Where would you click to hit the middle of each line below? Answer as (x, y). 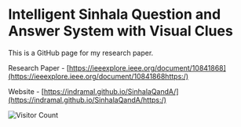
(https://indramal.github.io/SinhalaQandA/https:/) (88, 100)
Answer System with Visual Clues (120, 31)
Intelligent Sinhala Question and (115, 15)
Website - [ (26, 91)
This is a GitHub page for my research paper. (81, 53)
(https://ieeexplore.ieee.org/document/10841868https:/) (99, 76)
